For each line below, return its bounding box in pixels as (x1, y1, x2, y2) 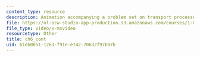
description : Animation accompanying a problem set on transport (6, 14, 171, 20)
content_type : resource (6, 8, 65, 15)
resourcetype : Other (6, 31, 58, 37)
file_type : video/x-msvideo (6, 25, 76, 31)
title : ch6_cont (6, 36, 46, 42)
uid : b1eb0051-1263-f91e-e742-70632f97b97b (6, 42, 116, 48)
